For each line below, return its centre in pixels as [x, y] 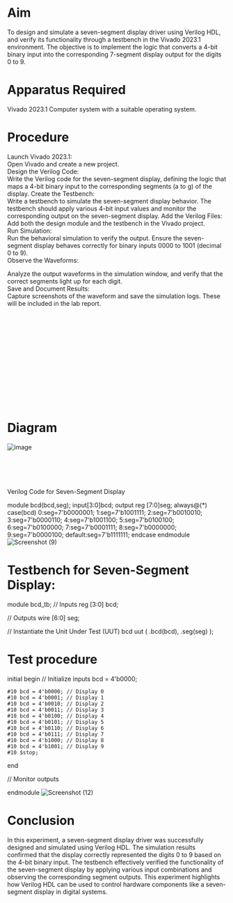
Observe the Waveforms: [43, 260]
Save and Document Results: [49, 288]
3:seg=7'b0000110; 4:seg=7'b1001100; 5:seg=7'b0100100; [91, 520]
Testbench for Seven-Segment [98, 570]
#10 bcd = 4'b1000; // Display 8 [56, 740]
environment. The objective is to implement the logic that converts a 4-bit [112, 47]
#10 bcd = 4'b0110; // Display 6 [56, 728]
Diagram [32, 428]
